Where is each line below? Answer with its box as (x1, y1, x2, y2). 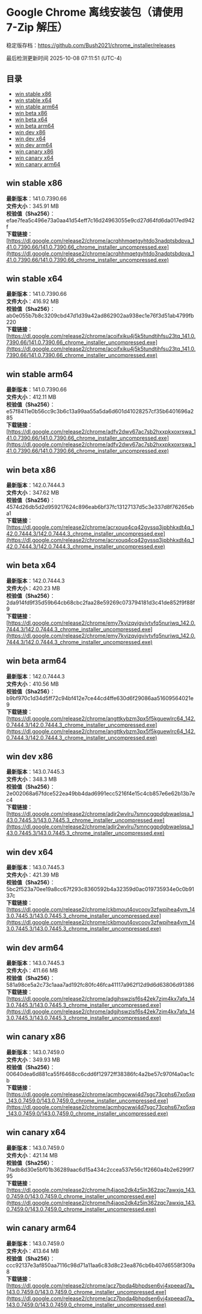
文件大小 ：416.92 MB (6, 298, 59, 305)
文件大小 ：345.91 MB (6, 202, 59, 210)
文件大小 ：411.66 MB (6, 967, 58, 974)
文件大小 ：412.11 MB (6, 393, 57, 401)
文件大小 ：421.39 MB (6, 871, 60, 878)
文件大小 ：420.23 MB (6, 584, 61, 592)
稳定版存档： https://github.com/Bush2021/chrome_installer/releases (6, 42, 176, 49)
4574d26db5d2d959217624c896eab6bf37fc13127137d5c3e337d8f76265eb (6, 504, 194, 510)
